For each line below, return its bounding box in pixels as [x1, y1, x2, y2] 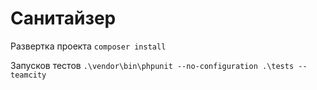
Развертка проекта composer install [10, 40, 167, 52]
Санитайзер [10, 7, 117, 30]
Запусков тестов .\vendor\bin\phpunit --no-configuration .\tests [10, 59, 295, 71]
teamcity [10, 70, 47, 80]
